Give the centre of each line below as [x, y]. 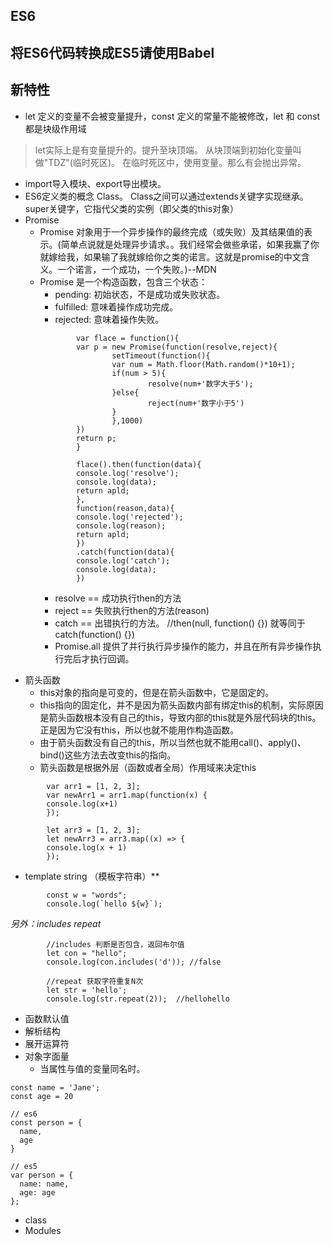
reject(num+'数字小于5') [196, 403]
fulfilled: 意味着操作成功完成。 [116, 306]
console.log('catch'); [123, 560]
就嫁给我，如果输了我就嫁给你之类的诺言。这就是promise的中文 [170, 256]
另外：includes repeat [56, 923]
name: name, [44, 1184]
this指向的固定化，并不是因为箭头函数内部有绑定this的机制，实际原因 [181, 705]
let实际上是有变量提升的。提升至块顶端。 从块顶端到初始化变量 [163, 150]
